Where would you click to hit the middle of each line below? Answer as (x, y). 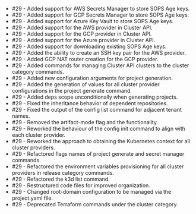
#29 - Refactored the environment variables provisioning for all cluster (98, 166)
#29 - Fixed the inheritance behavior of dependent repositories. (90, 103)
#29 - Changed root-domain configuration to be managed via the (91, 192)
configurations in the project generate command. (72, 91)
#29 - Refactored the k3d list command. (61, 179)
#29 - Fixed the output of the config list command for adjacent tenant (97, 110)
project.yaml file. (32, 198)
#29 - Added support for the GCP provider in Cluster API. (82, 34)
